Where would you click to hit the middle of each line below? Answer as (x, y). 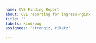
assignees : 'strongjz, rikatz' (38, 28)
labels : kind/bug (23, 24)
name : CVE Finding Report (32, 10)
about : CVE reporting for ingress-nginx (48, 14)
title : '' (16, 19)
